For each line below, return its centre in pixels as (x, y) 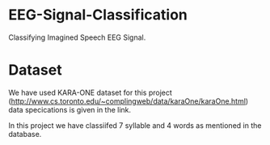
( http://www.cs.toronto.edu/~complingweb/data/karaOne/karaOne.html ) (129, 101)
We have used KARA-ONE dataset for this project (90, 92)
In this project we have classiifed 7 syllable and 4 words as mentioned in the (135, 125)
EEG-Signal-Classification (98, 15)
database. (25, 134)
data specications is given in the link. (70, 109)
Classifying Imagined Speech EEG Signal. (77, 37)
